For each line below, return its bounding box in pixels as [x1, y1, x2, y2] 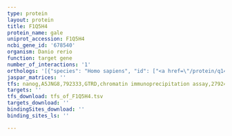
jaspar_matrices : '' [7, 73, 67, 81]
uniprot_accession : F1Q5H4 [7, 36, 85, 43]
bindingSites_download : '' [7, 106, 85, 113]
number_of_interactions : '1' [7, 61, 91, 68]
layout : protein [7, 16, 54, 23]
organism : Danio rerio [7, 49, 72, 56]
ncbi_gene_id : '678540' [7, 42, 76, 49]
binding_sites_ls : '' [7, 112, 70, 119]
